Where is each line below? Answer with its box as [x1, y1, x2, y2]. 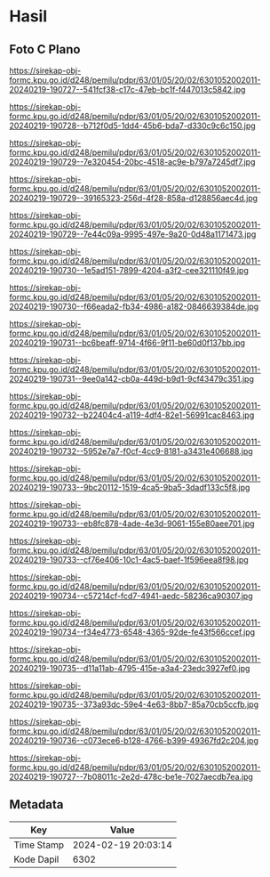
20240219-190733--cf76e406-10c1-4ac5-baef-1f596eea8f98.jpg [9, 555, 249, 564]
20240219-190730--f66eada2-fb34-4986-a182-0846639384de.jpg [9, 301, 259, 312]
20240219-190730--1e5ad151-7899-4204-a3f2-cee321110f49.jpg [9, 265, 249, 275]
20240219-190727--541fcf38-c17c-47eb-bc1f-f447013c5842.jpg [9, 85, 246, 94]
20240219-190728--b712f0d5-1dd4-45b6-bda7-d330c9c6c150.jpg [9, 120, 256, 131]
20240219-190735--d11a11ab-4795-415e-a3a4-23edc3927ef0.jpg [9, 663, 250, 673]
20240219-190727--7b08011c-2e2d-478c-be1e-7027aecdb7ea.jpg [9, 772, 253, 782]
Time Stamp [13, 839, 65, 851]
